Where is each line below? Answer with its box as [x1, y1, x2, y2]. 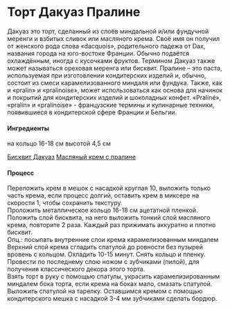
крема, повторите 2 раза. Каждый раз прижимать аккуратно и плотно [7, 221, 216, 229]
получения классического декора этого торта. [7, 265, 145, 274]
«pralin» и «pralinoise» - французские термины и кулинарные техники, [7, 100, 215, 109]
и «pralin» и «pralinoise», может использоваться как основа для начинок [7, 86, 223, 94]
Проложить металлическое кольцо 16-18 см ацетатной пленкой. [7, 206, 199, 215]
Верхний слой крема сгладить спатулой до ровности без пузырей [7, 243, 203, 251]
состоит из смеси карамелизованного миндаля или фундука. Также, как [7, 78, 223, 87]
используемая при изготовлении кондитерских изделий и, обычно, [7, 71, 206, 80]
